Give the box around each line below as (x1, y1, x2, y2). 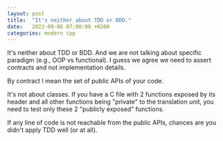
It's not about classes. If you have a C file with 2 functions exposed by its (7, 90, 216, 99)
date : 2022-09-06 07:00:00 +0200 (7, 23, 110, 30)
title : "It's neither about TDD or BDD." (7, 17, 132, 24)
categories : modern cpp (7, 29, 76, 37)
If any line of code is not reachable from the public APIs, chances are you (7, 119, 217, 127)
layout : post (7, 10, 45, 17)
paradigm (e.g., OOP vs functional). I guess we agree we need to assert (7, 56, 211, 65)
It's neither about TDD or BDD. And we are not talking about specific (7, 49, 202, 57)
